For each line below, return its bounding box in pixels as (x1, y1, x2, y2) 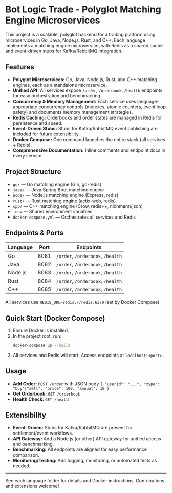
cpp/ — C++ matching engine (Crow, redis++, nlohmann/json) (12, 203, 143, 209)
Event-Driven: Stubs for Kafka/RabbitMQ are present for (12, 424, 133, 430)
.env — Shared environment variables (12, 208, 93, 214)
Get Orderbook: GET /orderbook (12, 390, 80, 397)
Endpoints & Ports (5, 228, 64, 237)
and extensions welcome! (5, 483, 59, 489)
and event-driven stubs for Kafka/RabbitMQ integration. (5, 48, 123, 54)
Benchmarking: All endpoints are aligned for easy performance (12, 446, 147, 452)
